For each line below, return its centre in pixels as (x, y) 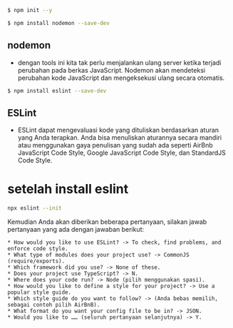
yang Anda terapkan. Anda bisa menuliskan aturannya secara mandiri (120, 138)
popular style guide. (40, 292)
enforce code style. (38, 249)
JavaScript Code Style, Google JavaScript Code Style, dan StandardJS (122, 153)
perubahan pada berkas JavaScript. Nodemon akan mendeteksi (111, 70)
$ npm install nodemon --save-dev (59, 23)
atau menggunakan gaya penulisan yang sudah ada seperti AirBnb (115, 145)
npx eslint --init (35, 208)
